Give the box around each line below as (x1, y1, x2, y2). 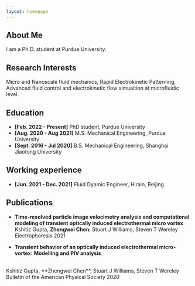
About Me (6, 30, 43, 40)
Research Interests (6, 63, 77, 73)
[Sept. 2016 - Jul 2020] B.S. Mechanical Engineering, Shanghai (14, 142, 169, 149)
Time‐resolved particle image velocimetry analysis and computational (14, 213, 190, 220)
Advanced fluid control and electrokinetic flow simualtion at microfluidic (6, 84, 180, 91)
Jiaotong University (14, 148, 62, 155)
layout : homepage (6, 8, 49, 15)
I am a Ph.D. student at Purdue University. (6, 46, 107, 53)
